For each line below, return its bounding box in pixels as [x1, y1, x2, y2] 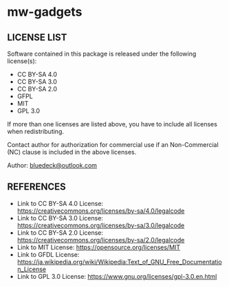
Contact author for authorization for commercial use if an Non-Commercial [7, 141, 219, 148]
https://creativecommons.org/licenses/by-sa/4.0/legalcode [17, 207, 185, 215]
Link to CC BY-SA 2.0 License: [17, 228, 104, 237]
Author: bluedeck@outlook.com [7, 161, 98, 169]
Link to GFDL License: [17, 250, 80, 258]
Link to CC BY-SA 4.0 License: [17, 199, 104, 207]
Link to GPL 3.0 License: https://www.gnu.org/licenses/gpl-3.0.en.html [17, 272, 217, 280]
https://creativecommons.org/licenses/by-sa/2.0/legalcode [17, 236, 185, 244]
